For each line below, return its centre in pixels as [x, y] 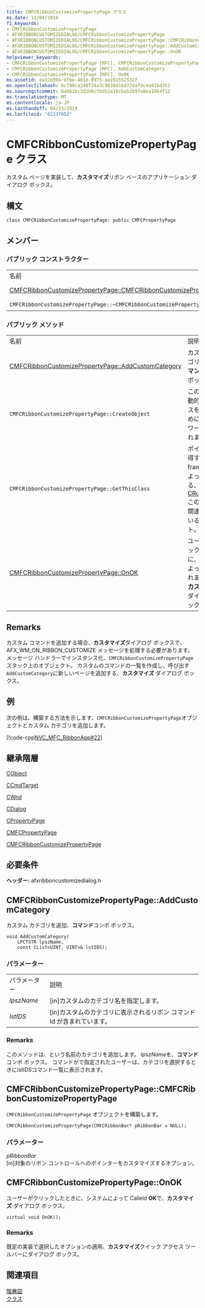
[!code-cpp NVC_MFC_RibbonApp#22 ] [54, 737]
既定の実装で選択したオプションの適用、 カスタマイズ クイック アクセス [95, 1246]
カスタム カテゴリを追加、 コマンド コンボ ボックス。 [72, 925]
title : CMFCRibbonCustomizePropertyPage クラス [67, 12]
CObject [17, 773]
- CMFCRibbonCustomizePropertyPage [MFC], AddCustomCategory [86, 69]
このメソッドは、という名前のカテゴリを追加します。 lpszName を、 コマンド [103, 1054]
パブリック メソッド [35, 325]
